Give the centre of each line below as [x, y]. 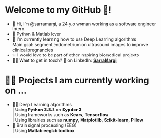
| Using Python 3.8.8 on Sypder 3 [47, 110]
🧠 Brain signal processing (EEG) [44, 125]
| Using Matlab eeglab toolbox [43, 130]
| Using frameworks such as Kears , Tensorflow [60, 114]
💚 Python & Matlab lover [37, 34]
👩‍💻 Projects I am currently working [77, 80]
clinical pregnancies [32, 50]
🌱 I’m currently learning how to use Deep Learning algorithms [74, 39]
